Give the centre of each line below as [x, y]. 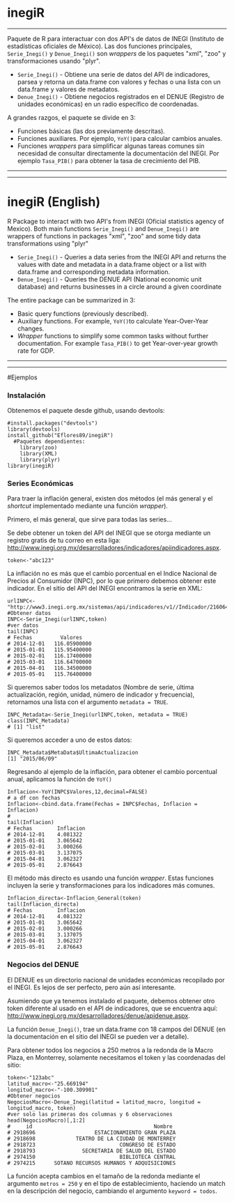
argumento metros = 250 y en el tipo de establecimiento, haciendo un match [116, 1183]
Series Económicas [41, 484]
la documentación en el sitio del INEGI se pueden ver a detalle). [98, 1036]
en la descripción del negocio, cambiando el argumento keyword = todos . [112, 1191]
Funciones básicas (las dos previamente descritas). [91, 131]
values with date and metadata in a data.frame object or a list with [112, 264]
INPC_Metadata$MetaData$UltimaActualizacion [73, 753]
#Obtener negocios [34, 1096]
